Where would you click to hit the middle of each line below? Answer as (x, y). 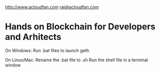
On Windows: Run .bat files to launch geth (47, 50)
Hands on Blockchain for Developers (80, 27)
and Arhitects (33, 37)
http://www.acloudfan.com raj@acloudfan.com (52, 7)
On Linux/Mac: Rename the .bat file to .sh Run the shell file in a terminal (77, 60)
